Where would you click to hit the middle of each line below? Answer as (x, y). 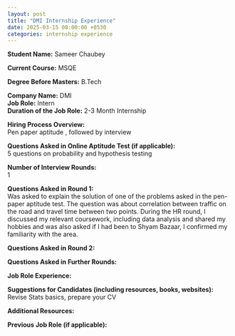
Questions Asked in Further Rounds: (62, 262)
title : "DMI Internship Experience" (62, 21)
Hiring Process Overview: (46, 125)
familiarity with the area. (43, 234)
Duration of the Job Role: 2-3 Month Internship (77, 111)
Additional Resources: (41, 311)
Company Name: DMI (40, 96)
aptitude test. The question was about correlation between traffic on (126, 204)
